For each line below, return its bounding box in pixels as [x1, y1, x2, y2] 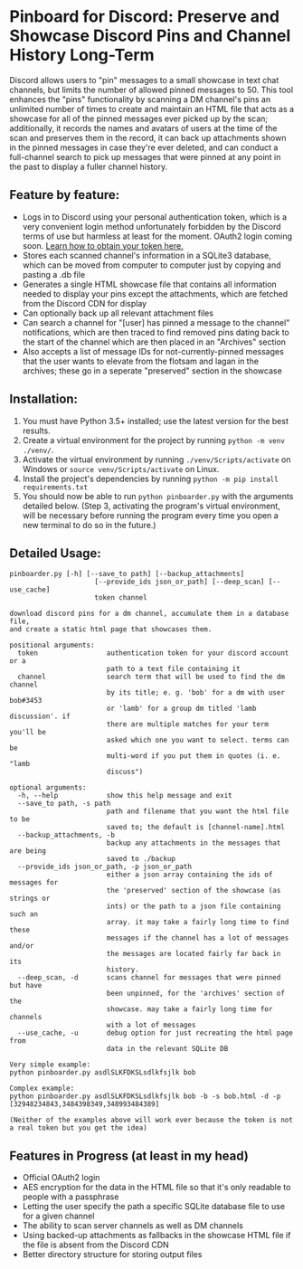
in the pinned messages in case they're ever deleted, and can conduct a [9, 142, 279, 153]
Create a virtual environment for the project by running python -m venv [22, 434, 285, 445]
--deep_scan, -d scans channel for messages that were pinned [17, 973, 281, 982]
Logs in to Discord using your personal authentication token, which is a [22, 211, 288, 223]
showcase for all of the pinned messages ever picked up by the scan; [9, 113, 269, 124]
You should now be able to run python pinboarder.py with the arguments [22, 490, 294, 501]
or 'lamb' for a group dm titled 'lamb [106, 704, 257, 714]
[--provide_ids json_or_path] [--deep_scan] [94, 577, 265, 587]
